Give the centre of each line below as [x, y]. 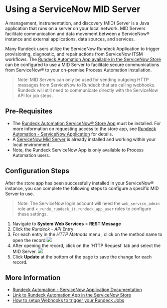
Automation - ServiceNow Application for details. [63, 134]
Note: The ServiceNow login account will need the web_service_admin [88, 203]
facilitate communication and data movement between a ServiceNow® [77, 33]
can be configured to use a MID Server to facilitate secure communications [82, 64]
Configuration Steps [37, 171]
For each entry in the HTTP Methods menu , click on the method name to [87, 234]
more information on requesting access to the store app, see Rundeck [84, 128]
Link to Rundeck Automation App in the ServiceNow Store [72, 295]
